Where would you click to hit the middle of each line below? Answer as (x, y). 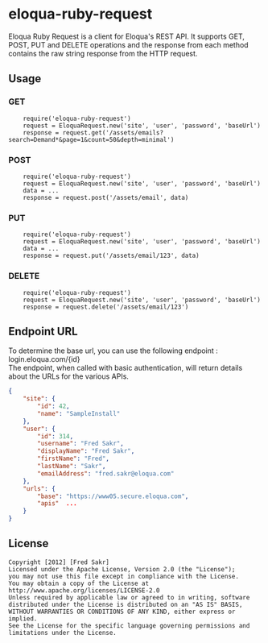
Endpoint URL (43, 331)
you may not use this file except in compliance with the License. (124, 576)
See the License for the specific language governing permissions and (129, 625)
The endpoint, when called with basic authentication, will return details (126, 368)
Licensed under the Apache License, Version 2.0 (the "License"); (122, 569)
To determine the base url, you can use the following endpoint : (113, 351)
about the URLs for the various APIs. (68, 376)
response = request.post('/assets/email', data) (106, 197)
